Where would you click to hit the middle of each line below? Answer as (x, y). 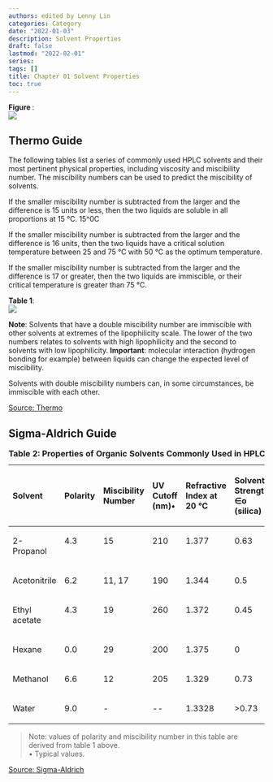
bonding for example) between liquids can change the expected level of (129, 359)
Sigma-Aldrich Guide (63, 433)
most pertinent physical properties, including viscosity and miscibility (124, 169)
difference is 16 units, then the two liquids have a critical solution (117, 244)
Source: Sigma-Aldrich (46, 770)
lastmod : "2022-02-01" (47, 54)
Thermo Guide (45, 140)
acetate (27, 620)
